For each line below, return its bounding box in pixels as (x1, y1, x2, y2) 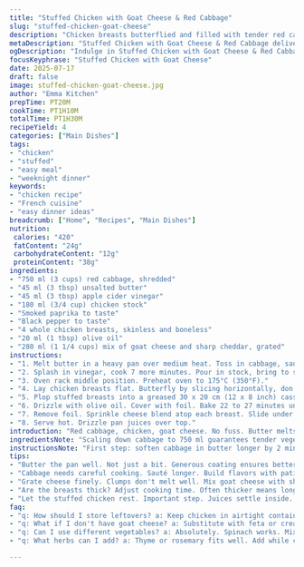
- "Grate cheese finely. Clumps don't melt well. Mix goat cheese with (9, 477, 285, 486)
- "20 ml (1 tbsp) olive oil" (9, 334, 124, 343)
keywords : (9, 182, 47, 191)
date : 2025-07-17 (9, 64, 75, 73)
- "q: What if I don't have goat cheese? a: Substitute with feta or (9, 519, 278, 529)
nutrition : (9, 224, 51, 233)
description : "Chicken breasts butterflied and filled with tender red (9, 30, 285, 39)
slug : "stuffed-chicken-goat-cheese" (9, 22, 152, 31)
